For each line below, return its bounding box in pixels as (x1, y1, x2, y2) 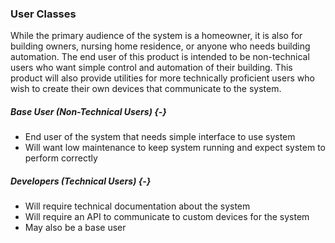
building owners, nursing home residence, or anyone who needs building (10, 40, 311, 52)
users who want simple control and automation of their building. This (10, 62, 293, 74)
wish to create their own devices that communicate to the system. (10, 83, 282, 95)
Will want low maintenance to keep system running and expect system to (24, 142, 327, 154)
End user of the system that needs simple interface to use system (24, 131, 296, 143)
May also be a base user (24, 222, 127, 234)
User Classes (10, 7, 77, 21)
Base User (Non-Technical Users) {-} (10, 105, 167, 117)
